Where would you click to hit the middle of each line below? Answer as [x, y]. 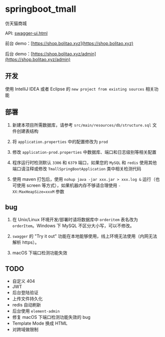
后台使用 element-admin [36, 311]
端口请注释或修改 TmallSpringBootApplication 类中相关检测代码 [77, 168]
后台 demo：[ [19, 54]
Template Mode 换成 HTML [40, 323]
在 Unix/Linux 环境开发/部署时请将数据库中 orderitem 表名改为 [75, 220]
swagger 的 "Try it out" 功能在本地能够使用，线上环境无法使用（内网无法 [85, 236]
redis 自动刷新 [27, 305]
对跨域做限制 [25, 330]
